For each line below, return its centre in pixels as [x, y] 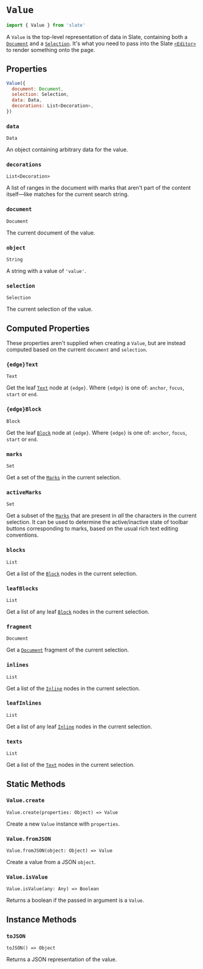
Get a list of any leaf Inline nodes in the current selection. [79, 726]
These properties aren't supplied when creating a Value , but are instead [96, 343]
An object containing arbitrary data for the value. [67, 150]
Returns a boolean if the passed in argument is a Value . [75, 900]
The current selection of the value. [50, 309]
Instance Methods [42, 919]
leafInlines [24, 703]
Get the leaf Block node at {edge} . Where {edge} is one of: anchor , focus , [97, 432]
